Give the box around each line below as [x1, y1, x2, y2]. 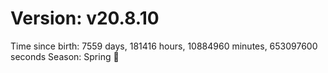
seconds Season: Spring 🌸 [10, 50, 120, 62]
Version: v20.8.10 [10, 7, 160, 30]
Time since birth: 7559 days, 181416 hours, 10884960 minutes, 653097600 [10, 40, 318, 52]
